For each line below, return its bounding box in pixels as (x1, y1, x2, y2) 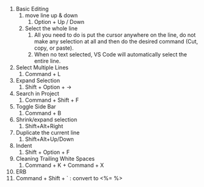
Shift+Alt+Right (24, 123, 64, 129)
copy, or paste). (34, 44, 74, 52)
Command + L (24, 71, 61, 77)
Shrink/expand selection (15, 116, 78, 123)
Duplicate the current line (15, 129, 80, 136)
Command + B (24, 110, 62, 116)
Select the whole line (24, 25, 78, 32)
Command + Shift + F (24, 96, 79, 104)
